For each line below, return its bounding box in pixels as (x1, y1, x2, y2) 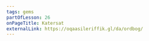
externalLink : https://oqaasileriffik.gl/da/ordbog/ (6, 25, 144, 32)
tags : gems (6, 8, 34, 15)
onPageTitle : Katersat (6, 20, 64, 26)
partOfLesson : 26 (6, 14, 51, 20)
